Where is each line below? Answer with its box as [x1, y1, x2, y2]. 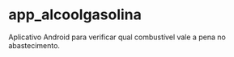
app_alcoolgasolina [8, 6, 142, 24]
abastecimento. [8, 40, 61, 50]
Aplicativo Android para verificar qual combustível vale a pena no [8, 32, 227, 42]
